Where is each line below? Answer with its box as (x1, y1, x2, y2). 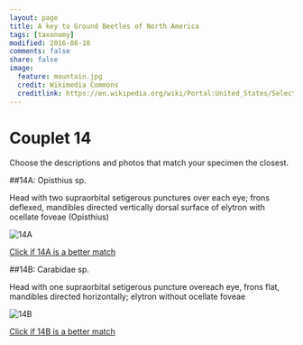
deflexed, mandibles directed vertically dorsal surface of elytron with (9, 202, 266, 213)
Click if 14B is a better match (9, 326, 115, 337)
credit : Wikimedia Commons (17, 80, 119, 89)
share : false (9, 55, 59, 64)
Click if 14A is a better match (9, 247, 115, 257)
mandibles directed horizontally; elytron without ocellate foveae (9, 291, 246, 303)
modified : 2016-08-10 (9, 38, 91, 48)
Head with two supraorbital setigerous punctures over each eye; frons (9, 192, 271, 203)
